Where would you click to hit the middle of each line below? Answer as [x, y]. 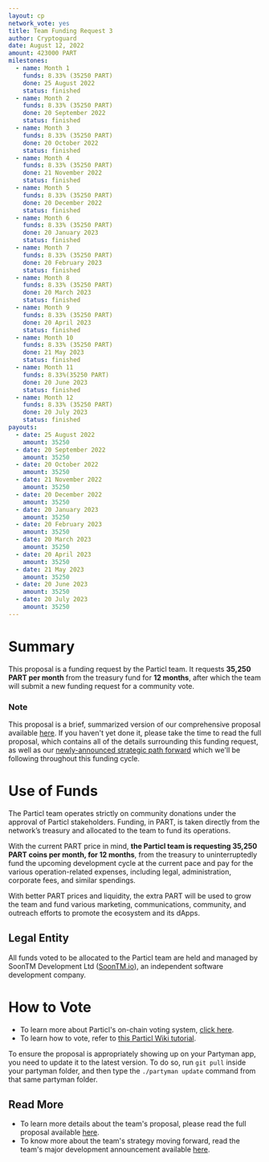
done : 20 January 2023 [61, 233]
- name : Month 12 [45, 398]
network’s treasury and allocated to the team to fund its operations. [120, 830]
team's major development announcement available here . [115, 1150]
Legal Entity [39, 938]
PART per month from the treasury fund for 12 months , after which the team [134, 678]
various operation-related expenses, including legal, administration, [120, 871]
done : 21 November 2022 [63, 173]
